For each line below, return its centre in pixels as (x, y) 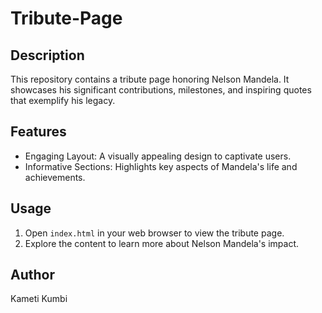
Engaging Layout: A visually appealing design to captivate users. (158, 156)
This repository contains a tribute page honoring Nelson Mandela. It (150, 79)
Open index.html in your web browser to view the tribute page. (154, 233)
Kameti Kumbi (39, 299)
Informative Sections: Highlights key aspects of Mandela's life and (161, 166)
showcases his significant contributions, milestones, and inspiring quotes (161, 90)
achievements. (55, 177)
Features (38, 132)
